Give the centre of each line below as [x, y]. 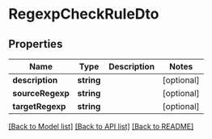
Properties [36, 44]
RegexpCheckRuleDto [84, 14]
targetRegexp [39, 106]
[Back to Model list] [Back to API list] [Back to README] [101, 126]
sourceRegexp [41, 93]
